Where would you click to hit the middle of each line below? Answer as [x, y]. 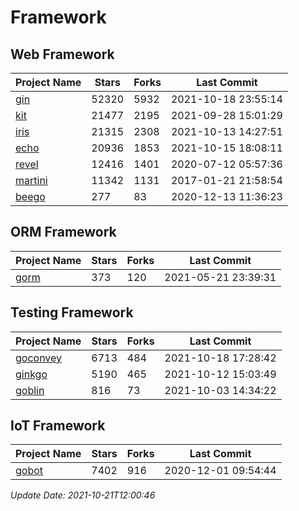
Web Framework [62, 54]
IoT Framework [58, 426]
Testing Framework [72, 312]
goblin [30, 390]
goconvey [39, 358]
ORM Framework [63, 232]
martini [31, 180]
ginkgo [31, 374]
